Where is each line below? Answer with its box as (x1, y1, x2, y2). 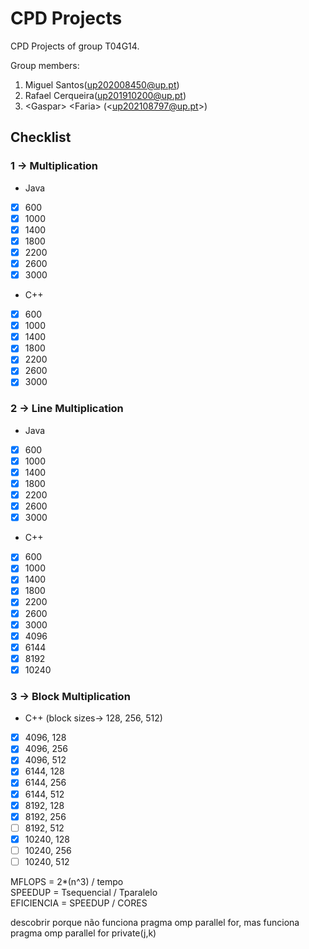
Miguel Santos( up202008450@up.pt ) (24, 78, 180, 91)
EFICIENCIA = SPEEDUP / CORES (10, 897, 148, 909)
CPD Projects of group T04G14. (10, 40, 140, 52)
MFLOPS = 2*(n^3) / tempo (10, 875, 124, 887)
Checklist (10, 129, 72, 146)
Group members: (10, 59, 80, 71)
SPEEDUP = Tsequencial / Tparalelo (10, 886, 158, 898)
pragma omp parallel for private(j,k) (10, 927, 157, 939)
